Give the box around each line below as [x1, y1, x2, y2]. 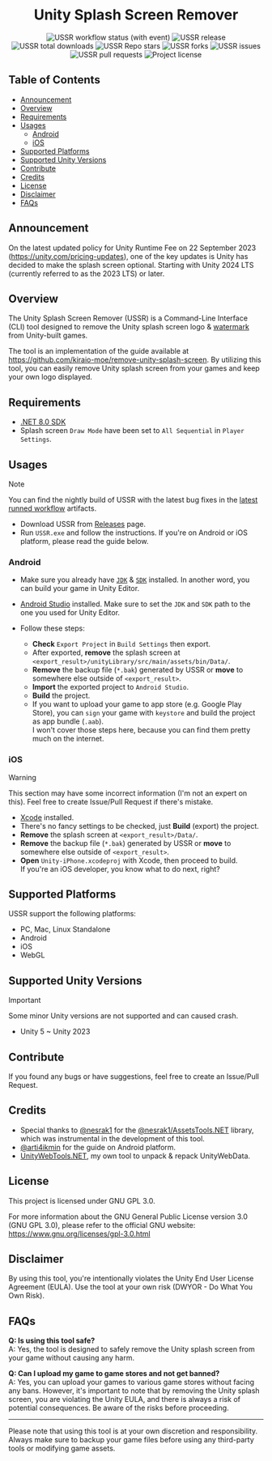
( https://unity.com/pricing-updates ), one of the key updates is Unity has [8, 251, 249, 261]
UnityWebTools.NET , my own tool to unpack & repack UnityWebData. [19, 1151, 251, 1161]
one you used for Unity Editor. [19, 608, 120, 618]
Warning [8, 772, 36, 782]
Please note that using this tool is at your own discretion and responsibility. [8, 1426, 258, 1436]
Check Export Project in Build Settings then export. [32, 639, 211, 649]
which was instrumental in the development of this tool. [19, 1133, 205, 1143]
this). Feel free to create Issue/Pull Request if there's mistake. [8, 796, 214, 806]
